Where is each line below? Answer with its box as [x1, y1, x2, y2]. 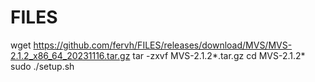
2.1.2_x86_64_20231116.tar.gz [10, 49, 131, 61]
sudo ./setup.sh [10, 60, 75, 72]
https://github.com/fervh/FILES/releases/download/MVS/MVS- [33, 39, 293, 51]
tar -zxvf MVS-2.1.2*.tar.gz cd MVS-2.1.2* [132, 49, 306, 61]
